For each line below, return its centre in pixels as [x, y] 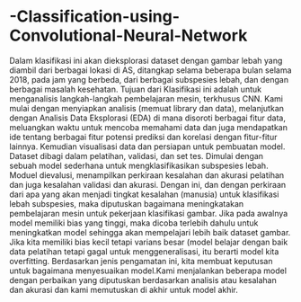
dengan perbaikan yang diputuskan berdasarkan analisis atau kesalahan [143, 280]
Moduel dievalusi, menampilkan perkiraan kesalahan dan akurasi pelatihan [147, 175]
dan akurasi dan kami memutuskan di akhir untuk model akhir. [124, 289]
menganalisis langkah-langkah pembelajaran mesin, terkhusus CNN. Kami [146, 98]
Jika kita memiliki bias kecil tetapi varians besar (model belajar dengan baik [149, 242]
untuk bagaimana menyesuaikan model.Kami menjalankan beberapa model [148, 271]
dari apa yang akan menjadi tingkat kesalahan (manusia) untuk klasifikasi [144, 194]
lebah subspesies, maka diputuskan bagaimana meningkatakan [127, 203]
